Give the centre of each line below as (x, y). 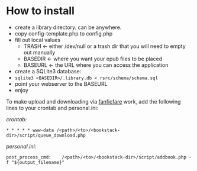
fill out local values (38, 40)
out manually (39, 52)
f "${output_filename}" (35, 162)
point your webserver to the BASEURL (61, 83)
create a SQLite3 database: (48, 71)
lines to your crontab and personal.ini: (52, 108)
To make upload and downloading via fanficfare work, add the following (93, 101)
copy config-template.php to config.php (64, 33)
